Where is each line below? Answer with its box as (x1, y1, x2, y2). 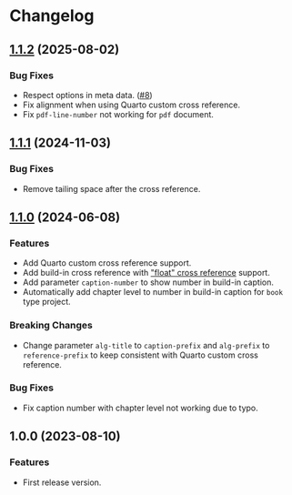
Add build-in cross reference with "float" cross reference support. (22, 268, 270, 278)
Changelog (9, 5, 95, 26)
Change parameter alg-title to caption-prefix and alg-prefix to (22, 339, 270, 350)
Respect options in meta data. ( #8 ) (22, 89, 153, 100)
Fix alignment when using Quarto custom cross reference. (22, 99, 241, 110)
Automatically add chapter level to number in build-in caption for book (22, 287, 284, 298)
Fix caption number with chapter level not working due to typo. (22, 402, 259, 413)
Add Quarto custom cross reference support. (22, 258, 192, 268)
